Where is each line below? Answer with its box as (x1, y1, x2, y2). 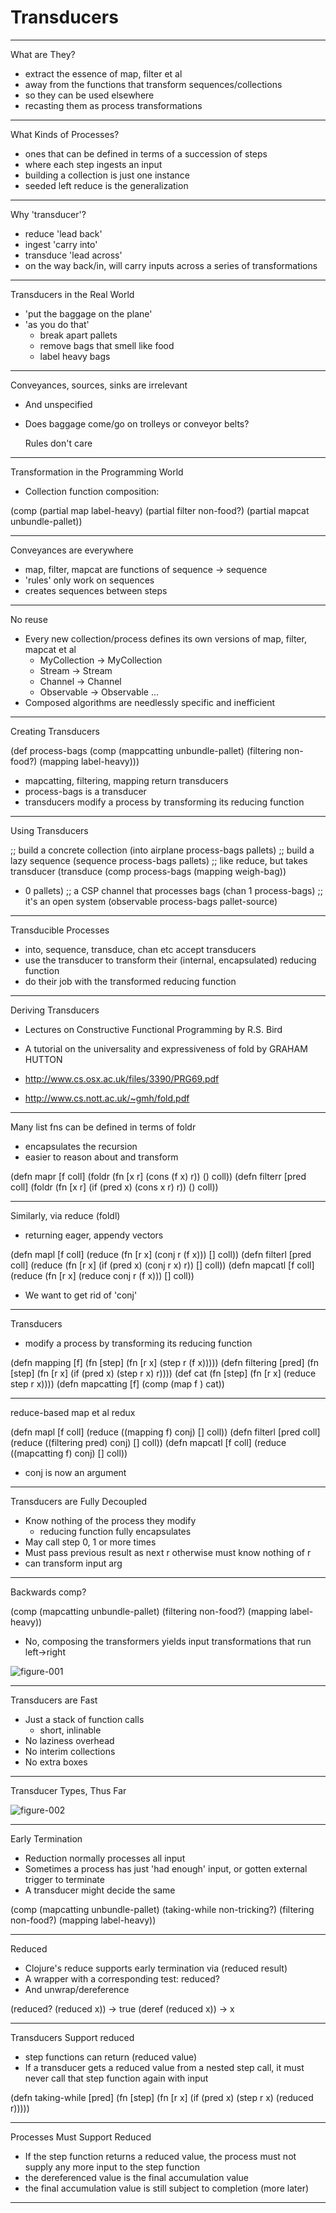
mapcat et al (24, 643, 77, 655)
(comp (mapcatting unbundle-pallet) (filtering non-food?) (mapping (10, 1605, 288, 1617)
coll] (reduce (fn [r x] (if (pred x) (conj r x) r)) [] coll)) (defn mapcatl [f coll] (10, 1259, 315, 1271)
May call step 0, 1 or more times (24, 1536, 157, 1548)
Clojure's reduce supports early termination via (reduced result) (24, 1962, 288, 1974)
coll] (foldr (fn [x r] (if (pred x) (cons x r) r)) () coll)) (10, 1181, 219, 1193)
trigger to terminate (24, 1873, 105, 1885)
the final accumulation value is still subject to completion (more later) (24, 2182, 310, 2194)
